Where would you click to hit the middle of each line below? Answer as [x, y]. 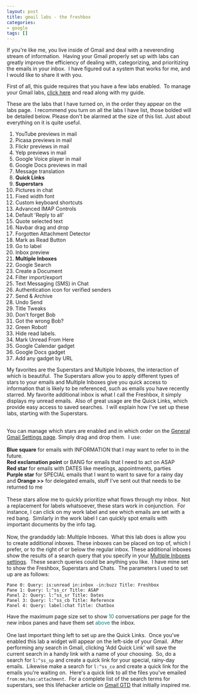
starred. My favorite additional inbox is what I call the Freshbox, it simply [94, 395]
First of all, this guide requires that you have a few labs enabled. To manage [99, 86]
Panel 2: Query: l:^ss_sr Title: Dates [55, 595]
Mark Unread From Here [45, 340]
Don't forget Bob [35, 315]
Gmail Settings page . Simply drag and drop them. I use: [74, 437]
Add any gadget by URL [44, 358]
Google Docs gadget [40, 352]
